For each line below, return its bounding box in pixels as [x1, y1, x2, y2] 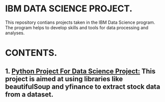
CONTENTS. [5, 48, 57, 58]
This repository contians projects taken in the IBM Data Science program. [5, 19, 156, 25]
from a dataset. [5, 90, 54, 99]
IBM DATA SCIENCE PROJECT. [5, 3, 133, 14]
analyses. [5, 30, 25, 36]
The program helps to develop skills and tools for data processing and [5, 24, 149, 30]
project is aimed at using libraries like [5, 75, 123, 83]
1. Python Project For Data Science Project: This [5, 67, 156, 75]
